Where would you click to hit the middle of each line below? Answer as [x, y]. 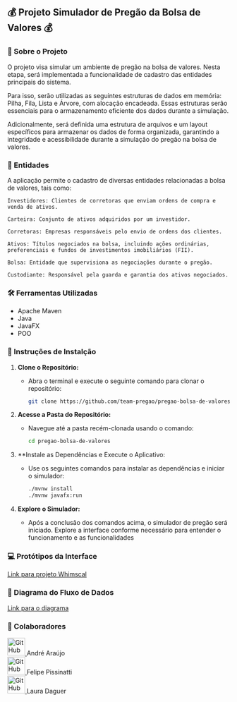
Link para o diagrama [38, 608]
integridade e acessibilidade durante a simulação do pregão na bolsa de [112, 139]
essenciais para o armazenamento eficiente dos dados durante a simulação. [118, 110]
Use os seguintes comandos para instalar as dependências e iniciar [126, 468]
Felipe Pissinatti [49, 672]
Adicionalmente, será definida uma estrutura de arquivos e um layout [108, 124]
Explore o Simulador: [49, 509]
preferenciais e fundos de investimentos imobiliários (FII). [101, 250]
